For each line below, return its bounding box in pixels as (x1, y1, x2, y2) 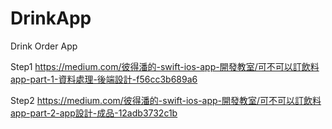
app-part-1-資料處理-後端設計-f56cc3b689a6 (10, 73, 198, 85)
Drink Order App (10, 40, 78, 52)
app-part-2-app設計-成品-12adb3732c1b (10, 107, 178, 119)
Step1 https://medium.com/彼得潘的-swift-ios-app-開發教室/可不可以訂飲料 (10, 60, 320, 72)
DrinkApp (10, 7, 92, 30)
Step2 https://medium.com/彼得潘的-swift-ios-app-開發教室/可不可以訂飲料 (10, 94, 322, 106)
